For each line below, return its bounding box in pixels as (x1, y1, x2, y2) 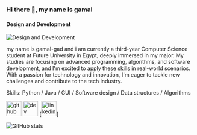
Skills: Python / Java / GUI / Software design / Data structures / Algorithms (6, 89, 191, 96)
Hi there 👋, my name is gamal (6, 5, 93, 14)
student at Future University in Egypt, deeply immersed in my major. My (6, 52, 184, 59)
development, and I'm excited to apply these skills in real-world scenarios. (6, 64, 191, 72)
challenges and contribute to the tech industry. (6, 78, 122, 85)
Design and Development (6, 20, 71, 28)
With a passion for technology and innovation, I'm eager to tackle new (6, 71, 180, 78)
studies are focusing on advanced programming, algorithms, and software (6, 58, 190, 66)
